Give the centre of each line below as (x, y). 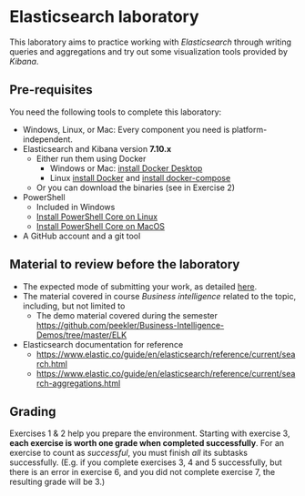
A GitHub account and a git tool (81, 236)
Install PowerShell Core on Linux (97, 217)
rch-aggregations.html (78, 383)
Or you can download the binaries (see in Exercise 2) (135, 187)
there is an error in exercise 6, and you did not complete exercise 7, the (142, 472)
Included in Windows (76, 207)
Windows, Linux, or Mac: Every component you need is (126, 129)
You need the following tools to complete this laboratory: (116, 112)
